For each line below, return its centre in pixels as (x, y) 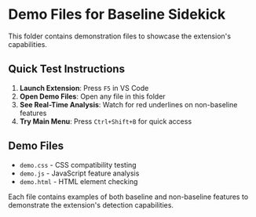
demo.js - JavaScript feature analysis (79, 173)
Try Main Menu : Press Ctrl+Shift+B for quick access (106, 121)
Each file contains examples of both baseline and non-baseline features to (128, 197)
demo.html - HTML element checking (79, 181)
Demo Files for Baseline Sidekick (117, 14)
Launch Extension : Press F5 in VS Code (84, 88)
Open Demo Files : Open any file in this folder (93, 96)
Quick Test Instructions (67, 69)
